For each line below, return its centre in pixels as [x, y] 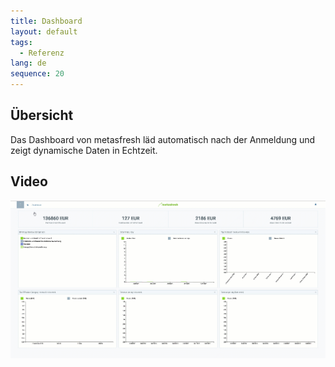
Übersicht [42, 115]
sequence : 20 [37, 74]
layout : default [44, 31]
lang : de [28, 63]
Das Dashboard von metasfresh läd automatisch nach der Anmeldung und [163, 139]
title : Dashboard [46, 21]
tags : [21, 42]
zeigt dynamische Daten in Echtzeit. [84, 150]
